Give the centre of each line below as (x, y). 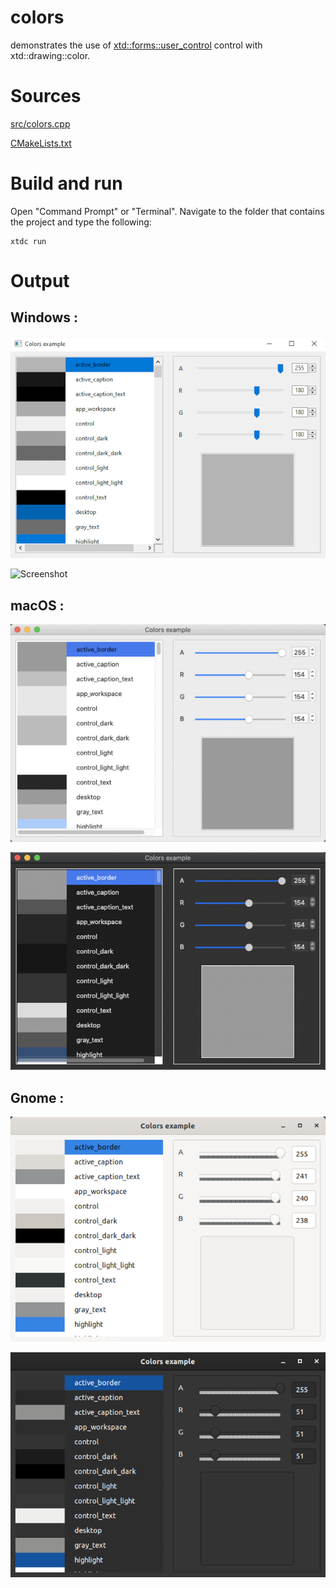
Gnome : (37, 1097)
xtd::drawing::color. (50, 55)
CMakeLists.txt (41, 143)
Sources (46, 96)
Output (40, 281)
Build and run (66, 183)
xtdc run (28, 241)
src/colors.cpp (40, 123)
